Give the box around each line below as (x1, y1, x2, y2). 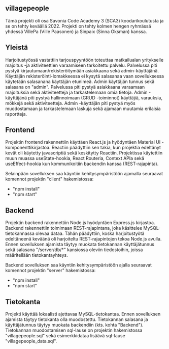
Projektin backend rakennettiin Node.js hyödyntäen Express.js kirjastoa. (5, 220, 155, 226)
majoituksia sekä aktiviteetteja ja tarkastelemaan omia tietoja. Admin (5, 89, 148, 95)
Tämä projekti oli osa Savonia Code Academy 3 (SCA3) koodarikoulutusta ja (5, 17, 164, 23)
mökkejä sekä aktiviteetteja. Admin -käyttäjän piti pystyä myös (5, 100, 136, 106)
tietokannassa (5, 230, 35, 236)
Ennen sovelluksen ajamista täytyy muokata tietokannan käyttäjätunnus (5, 241, 155, 248)
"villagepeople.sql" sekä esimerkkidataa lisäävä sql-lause (5, 333, 125, 339)
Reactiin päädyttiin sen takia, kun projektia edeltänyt (51, 145, 161, 151)
